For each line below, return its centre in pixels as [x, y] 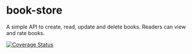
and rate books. [25, 33]
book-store [34, 10]
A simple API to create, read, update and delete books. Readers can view [96, 27]
